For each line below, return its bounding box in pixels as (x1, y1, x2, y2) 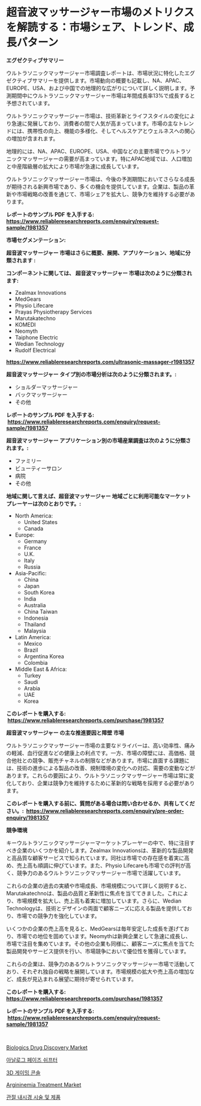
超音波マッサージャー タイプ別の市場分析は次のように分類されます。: (6, 371, 177, 378)
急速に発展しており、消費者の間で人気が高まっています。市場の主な (11, 120, 178, 127)
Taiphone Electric (14, 333, 59, 341)
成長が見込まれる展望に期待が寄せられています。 (16, 975, 137, 983)
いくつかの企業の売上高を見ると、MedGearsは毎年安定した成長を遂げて (6, 925, 184, 932)
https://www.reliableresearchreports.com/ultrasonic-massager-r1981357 (6, 358, 195, 365)
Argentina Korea (23, 652, 64, 660)
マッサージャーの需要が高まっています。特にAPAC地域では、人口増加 (22, 155, 193, 162)
